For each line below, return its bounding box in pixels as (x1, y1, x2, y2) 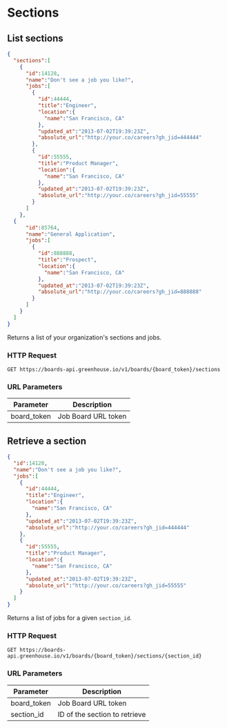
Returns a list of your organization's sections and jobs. (7, 333, 162, 342)
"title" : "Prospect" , (37, 256, 97, 263)
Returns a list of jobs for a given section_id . (7, 614, 132, 622)
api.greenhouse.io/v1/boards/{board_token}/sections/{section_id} (7, 653, 202, 660)
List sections (7, 32, 63, 44)
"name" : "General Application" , (25, 230, 116, 238)
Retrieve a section (7, 435, 87, 447)
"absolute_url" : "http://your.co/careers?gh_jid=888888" (37, 288, 202, 295)
